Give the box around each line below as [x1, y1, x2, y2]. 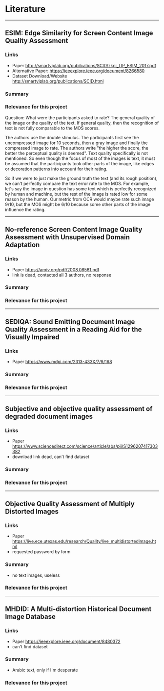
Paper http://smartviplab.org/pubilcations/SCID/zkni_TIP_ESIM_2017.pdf [12, 62, 157, 68]
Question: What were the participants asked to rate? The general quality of [5, 114, 155, 121]
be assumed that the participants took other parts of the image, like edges [5, 160, 154, 166]
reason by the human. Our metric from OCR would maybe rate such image [5, 196, 154, 202]
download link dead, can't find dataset [12, 454, 89, 460]
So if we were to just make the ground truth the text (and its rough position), [5, 175, 158, 181]
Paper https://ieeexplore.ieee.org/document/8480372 [12, 639, 121, 644]
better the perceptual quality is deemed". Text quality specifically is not [5, 150, 148, 156]
